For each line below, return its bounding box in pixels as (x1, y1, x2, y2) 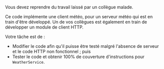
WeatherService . (12, 59, 45, 65)
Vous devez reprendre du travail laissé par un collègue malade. (5, 4, 133, 10)
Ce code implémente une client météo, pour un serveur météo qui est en (5, 14, 153, 19)
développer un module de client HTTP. (5, 24, 84, 30)
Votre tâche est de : (5, 34, 45, 39)
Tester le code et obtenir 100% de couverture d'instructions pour (12, 54, 145, 60)
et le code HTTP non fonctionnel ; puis (12, 49, 91, 54)
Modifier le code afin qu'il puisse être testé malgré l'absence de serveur (12, 43, 159, 49)
